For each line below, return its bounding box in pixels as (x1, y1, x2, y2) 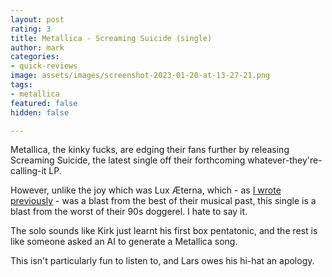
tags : (10, 80, 33, 90)
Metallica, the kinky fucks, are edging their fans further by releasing (10, 144, 290, 156)
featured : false (10, 98, 78, 108)
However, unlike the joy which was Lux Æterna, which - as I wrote (10, 184, 282, 196)
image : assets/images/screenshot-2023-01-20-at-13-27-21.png (10, 71, 271, 81)
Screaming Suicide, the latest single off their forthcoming (10, 154, 246, 166)
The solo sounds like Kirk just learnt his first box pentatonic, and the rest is (10, 225, 318, 237)
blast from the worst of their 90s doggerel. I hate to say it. (10, 206, 248, 218)
